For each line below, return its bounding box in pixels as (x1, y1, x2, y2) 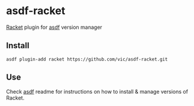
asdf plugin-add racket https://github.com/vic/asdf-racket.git (6, 56, 168, 62)
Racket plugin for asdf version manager (6, 24, 102, 31)
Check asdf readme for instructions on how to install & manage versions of (6, 88, 188, 95)
